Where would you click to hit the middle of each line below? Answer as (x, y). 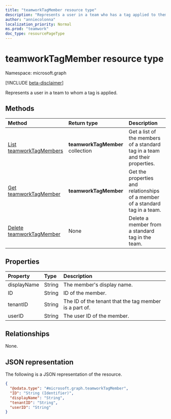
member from (145, 225)
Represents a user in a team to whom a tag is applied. (62, 93)
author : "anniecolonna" (31, 19)
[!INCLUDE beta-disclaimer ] (34, 82)
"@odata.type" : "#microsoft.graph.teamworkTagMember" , (69, 388)
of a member (144, 197)
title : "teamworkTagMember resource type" (51, 10)
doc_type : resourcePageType (35, 34)
